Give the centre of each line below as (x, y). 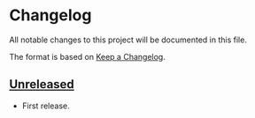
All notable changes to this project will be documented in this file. (128, 40)
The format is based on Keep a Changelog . (87, 56)
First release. (46, 106)
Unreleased (42, 85)
